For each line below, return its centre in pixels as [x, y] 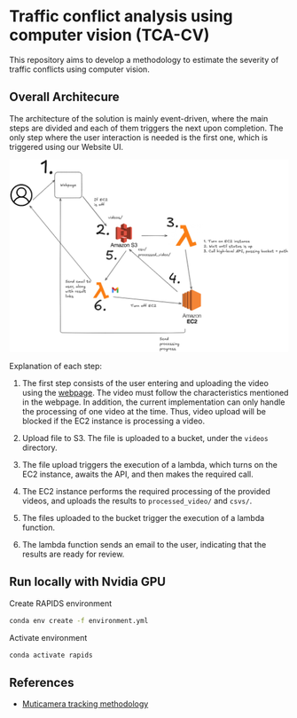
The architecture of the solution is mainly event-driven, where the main [139, 118]
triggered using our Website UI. [66, 146]
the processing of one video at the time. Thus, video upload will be [144, 411]
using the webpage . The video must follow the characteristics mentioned [155, 392]
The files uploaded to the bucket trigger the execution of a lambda [143, 517]
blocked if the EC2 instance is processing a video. [113, 421]
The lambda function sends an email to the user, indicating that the [144, 544]
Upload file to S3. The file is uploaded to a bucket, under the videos [145, 438]
